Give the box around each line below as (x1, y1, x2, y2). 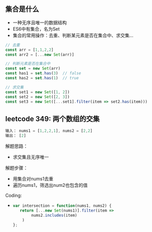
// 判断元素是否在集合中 (5, 61, 51, 67)
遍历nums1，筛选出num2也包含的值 (12, 182, 88, 188)
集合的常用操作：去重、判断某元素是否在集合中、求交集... (12, 32, 134, 38)
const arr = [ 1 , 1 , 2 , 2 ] (5, 47, 54, 52)
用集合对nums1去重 (12, 176, 54, 182)
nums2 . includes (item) (31, 213, 78, 218)
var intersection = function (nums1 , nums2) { (12, 203, 112, 208)
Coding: (5, 193, 22, 198)
